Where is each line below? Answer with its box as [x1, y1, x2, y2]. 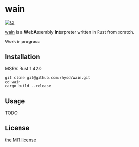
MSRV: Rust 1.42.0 [5, 65, 42, 71]
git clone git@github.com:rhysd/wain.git [5, 75, 91, 80]
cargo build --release [5, 84, 51, 88]
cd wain [5, 79, 21, 84]
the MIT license [5, 137, 37, 143]
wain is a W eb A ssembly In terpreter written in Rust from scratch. [5, 29, 135, 35]
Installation [5, 53, 40, 61]
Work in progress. [5, 38, 41, 44]
